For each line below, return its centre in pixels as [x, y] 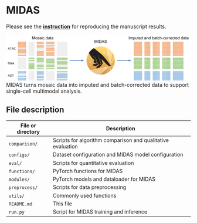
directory [28, 131]
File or [28, 125]
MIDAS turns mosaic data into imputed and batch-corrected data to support [98, 85]
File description [35, 109]
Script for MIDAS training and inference [100, 212]
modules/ [19, 180]
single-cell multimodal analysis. [44, 91]
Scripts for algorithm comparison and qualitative [111, 140]
